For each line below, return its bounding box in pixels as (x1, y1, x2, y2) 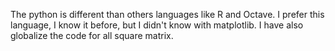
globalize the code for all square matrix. (10, 30, 174, 41)
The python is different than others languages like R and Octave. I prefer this (10, 9, 325, 20)
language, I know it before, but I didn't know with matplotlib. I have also (10, 19, 304, 31)
